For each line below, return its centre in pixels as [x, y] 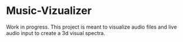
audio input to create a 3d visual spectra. [56, 33]
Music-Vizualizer [49, 11]
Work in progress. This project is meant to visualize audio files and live [91, 27]
